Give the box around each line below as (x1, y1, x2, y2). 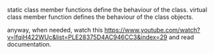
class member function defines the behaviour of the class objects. (7, 13, 193, 21)
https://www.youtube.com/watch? (104, 26, 200, 34)
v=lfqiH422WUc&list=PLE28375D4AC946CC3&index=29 (7, 33, 168, 41)
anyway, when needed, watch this (7, 26, 103, 34)
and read (168, 33, 194, 41)
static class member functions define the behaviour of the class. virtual (7, 6, 207, 13)
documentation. (7, 40, 52, 48)
